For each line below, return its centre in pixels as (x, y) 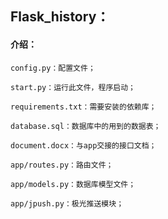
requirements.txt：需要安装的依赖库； (83, 107)
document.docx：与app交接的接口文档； (83, 145)
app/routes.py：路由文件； (62, 165)
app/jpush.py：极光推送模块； (67, 203)
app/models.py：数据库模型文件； (73, 184)
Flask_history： (60, 17)
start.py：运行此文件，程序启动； (73, 87)
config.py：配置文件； (53, 68)
